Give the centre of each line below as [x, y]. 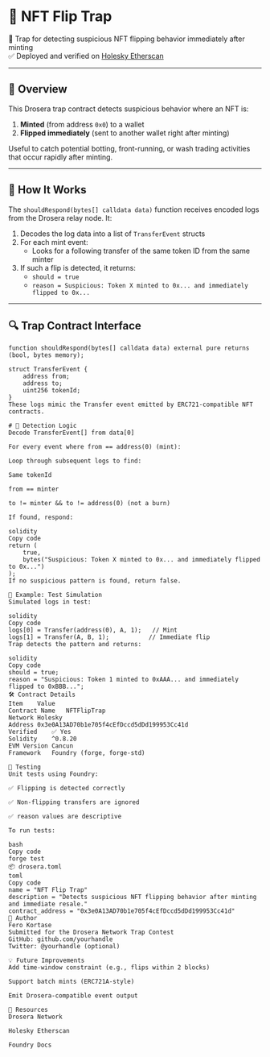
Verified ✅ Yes [40, 732]
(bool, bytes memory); [46, 355]
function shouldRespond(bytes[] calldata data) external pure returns [129, 348]
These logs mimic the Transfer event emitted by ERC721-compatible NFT [131, 405]
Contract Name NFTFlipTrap [57, 711]
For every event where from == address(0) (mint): [95, 447]
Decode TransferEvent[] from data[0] [72, 433]
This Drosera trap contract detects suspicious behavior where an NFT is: [129, 109]
